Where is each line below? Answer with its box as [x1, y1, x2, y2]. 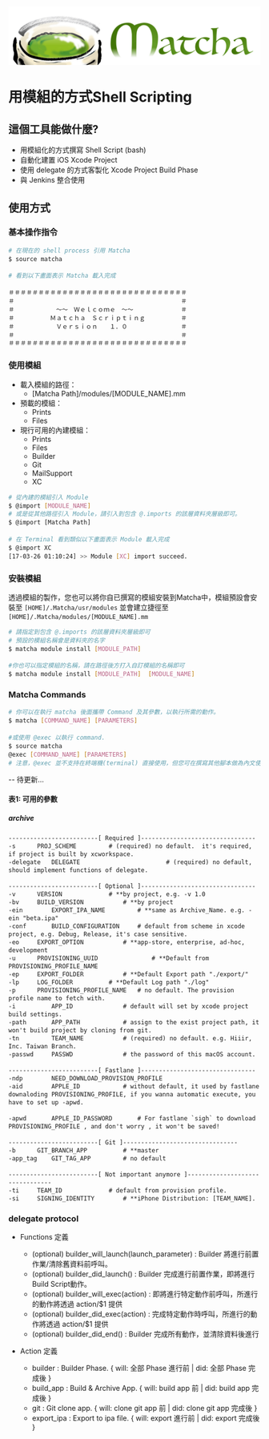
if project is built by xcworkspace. [8, 850, 134, 858]
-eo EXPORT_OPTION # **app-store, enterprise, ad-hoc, [8, 939, 246, 947]
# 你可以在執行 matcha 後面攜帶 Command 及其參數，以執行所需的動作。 [8, 708, 220, 717]
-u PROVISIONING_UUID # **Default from [8, 955, 210, 963]
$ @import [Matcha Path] [8, 519, 91, 527]
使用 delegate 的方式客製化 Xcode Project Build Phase [19, 165, 199, 175]
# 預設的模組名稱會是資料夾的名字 [8, 636, 106, 645]
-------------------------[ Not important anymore [8, 1171, 181, 1179]
